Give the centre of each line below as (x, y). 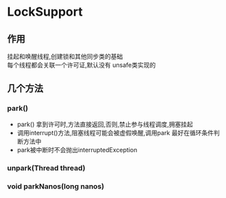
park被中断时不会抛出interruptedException (77, 150)
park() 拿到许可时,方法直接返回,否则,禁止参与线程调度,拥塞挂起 (105, 124)
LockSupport (45, 12)
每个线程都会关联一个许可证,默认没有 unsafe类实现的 (81, 65)
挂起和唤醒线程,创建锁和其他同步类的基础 (65, 56)
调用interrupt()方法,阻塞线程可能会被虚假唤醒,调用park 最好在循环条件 (115, 132)
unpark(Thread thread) (46, 168)
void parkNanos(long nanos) (56, 186)
